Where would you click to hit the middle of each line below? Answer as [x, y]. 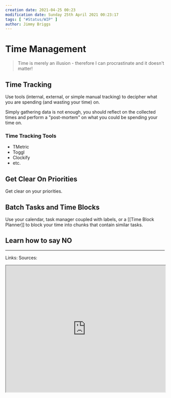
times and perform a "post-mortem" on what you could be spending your [81, 117]
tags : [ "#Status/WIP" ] [31, 19]
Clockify [21, 158]
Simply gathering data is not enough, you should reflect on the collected [80, 112]
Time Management [46, 49]
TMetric [21, 147]
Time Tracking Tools [31, 136]
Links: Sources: [21, 258]
